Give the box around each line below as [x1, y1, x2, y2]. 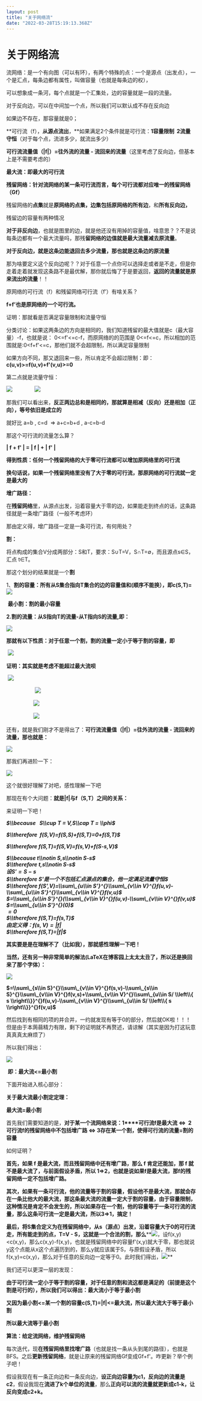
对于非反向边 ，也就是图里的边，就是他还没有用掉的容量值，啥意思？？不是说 [6, 227, 196, 234]
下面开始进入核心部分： [6, 1081, 64, 1088]
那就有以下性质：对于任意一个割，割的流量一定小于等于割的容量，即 [6, 637, 175, 645]
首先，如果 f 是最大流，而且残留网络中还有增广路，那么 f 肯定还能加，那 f [6, 1160, 188, 1167]
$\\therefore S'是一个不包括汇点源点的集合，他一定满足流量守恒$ [6, 876, 168, 883]
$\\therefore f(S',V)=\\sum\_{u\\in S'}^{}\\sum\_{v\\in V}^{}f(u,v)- [6, 882, 174, 889]
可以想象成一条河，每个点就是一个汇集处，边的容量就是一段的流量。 [6, 89, 175, 96]
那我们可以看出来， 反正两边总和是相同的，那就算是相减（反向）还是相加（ [6, 399, 191, 406]
